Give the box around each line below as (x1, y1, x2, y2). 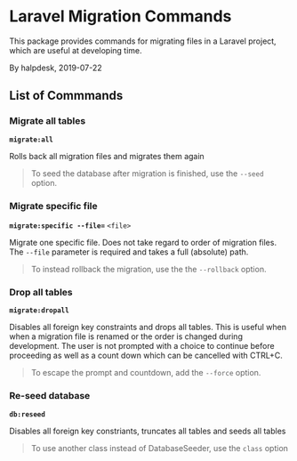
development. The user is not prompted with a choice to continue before (9, 341, 275, 352)
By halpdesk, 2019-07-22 (9, 62, 102, 73)
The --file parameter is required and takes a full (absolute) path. (9, 247, 249, 257)
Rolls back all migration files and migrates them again (9, 150, 205, 161)
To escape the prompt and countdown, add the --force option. (30, 368, 261, 378)
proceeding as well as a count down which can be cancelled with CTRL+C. (9, 350, 283, 361)
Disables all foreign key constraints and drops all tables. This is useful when (9, 322, 287, 333)
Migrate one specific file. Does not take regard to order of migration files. (9, 237, 277, 247)
